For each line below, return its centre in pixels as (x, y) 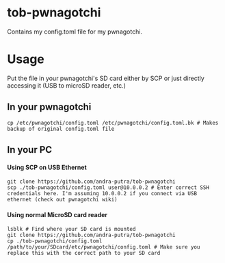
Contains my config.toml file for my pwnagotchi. (75, 32)
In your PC (30, 150)
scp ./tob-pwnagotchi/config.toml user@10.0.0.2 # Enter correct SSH (108, 188)
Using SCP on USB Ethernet (47, 167)
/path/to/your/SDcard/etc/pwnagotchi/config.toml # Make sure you (104, 247)
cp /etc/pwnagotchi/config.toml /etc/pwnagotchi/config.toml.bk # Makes (113, 123)
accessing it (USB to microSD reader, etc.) (67, 85)
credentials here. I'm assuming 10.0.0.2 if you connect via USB (102, 194)
